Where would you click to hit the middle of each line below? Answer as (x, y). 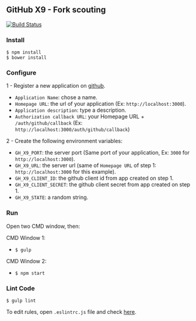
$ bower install (26, 58)
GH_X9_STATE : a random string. (52, 197)
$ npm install (24, 53)
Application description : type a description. (70, 110)
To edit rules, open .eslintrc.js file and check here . (71, 312)
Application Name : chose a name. (56, 97)
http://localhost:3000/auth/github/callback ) (72, 129)
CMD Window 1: (26, 237)
